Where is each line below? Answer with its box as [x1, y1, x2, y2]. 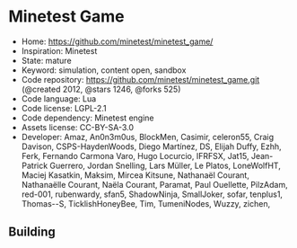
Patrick [21, 160, 48, 171]
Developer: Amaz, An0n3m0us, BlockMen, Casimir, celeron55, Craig [21, 131, 275, 142]
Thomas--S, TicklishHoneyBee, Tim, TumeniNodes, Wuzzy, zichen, [21, 198, 271, 208]
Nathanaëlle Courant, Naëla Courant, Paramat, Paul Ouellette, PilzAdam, [21, 179, 288, 190]
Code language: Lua [21, 93, 97, 104]
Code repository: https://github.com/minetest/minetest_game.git [21, 74, 260, 84]
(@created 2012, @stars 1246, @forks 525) [21, 84, 181, 94]
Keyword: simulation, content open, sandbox [21, 65, 187, 75]
